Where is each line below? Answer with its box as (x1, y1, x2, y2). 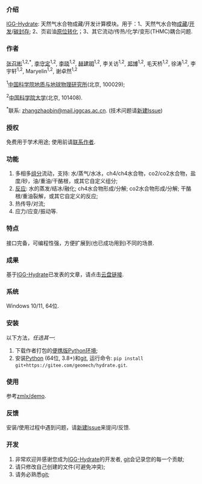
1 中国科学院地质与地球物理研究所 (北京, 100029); (6, 79, 125, 88)
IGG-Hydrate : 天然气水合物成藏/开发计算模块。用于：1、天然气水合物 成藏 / (6, 20, 190, 28)
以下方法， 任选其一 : (6, 334, 56, 341)
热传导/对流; (14, 200, 46, 207)
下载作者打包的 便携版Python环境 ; (14, 346, 98, 354)
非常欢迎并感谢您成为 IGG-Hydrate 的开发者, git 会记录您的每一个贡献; (14, 456, 185, 463)
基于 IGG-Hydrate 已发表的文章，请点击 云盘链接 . (6, 271, 124, 278)
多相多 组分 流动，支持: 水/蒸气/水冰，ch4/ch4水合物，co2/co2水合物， (14, 170, 191, 177)
